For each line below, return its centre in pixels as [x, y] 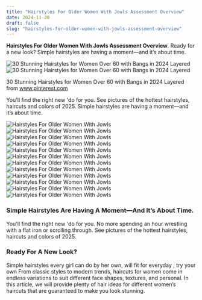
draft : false [23, 23]
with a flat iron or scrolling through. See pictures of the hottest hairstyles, [97, 230]
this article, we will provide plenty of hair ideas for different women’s [91, 284]
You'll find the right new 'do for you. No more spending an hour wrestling [97, 223]
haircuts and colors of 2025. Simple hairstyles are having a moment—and [97, 107]
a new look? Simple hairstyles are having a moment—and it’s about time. [96, 52]
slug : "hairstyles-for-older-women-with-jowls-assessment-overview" [94, 29]
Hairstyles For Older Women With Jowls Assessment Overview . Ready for [100, 46]
